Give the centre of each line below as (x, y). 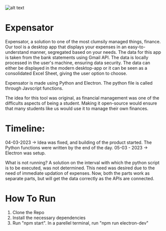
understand (17, 52)
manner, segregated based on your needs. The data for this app (95, 52)
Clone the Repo (28, 212)
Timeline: (25, 129)
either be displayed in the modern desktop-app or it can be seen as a (76, 68)
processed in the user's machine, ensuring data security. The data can (78, 63)
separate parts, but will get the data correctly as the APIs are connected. (80, 178)
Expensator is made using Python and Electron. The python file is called (79, 83)
